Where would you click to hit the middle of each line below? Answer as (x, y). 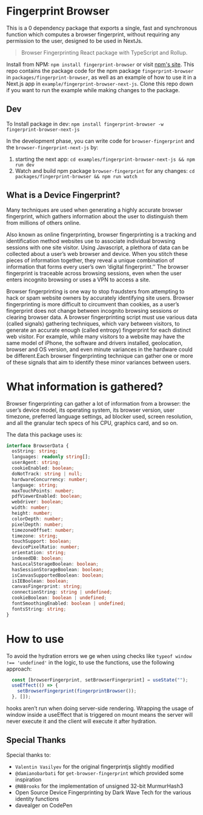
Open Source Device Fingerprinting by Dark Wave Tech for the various (103, 792)
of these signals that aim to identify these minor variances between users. (98, 362)
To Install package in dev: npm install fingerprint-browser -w (85, 124)
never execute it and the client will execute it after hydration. (82, 721)
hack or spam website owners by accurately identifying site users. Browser (100, 298)
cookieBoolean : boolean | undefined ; (59, 598)
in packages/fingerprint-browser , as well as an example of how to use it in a (101, 77)
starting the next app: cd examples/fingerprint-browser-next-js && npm (105, 159)
